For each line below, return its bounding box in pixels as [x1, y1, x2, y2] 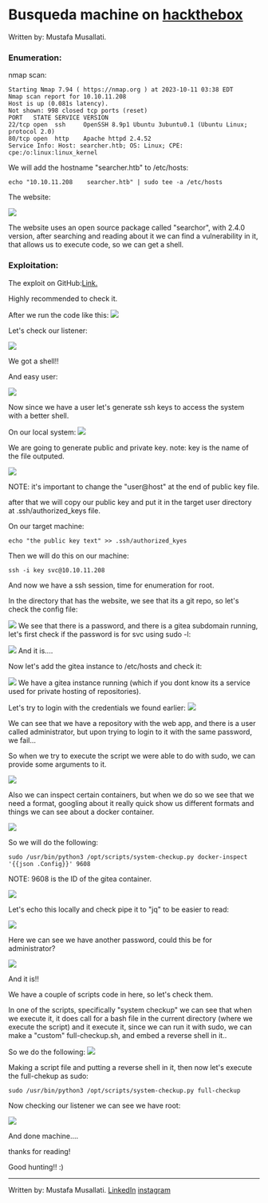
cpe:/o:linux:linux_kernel [8, 149, 98, 157]
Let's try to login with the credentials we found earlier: [8, 703, 186, 712]
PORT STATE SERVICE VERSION [8, 114, 109, 122]
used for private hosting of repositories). [8, 686, 141, 696]
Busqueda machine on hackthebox [8, 6, 243, 24]
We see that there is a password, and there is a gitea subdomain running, [18, 620, 258, 630]
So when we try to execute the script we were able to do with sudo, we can [8, 751, 255, 760]
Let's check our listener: [8, 326, 88, 335]
